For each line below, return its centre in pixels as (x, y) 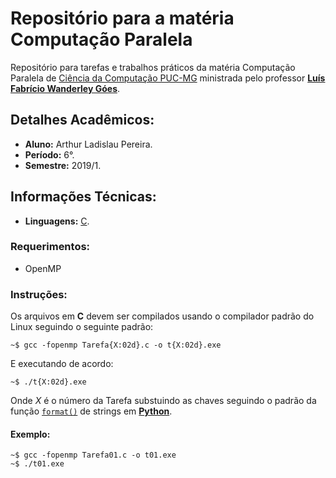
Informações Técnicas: (83, 197)
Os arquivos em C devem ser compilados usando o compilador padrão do (162, 316)
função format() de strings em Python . (91, 411)
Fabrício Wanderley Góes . (65, 88)
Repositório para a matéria (122, 18)
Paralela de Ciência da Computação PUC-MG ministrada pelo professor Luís (168, 78)
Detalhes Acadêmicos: (82, 120)
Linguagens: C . (57, 221)
